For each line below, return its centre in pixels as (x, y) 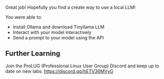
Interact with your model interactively (52, 32)
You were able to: (24, 17)
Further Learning (33, 53)
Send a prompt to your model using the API (58, 38)
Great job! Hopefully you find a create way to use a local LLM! (70, 7)
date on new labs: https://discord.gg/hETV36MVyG (59, 71)
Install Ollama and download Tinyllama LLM (58, 27)
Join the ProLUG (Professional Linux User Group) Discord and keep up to (82, 66)
